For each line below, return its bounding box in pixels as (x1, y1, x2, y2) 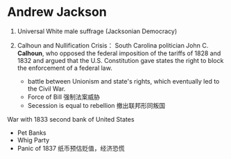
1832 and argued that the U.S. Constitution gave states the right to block (17, 56, 224, 64)
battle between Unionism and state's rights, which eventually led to (27, 77, 220, 85)
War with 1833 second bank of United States (7, 115, 135, 123)
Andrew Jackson (7, 4, 108, 20)
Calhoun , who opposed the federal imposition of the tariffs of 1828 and (17, 49, 221, 57)
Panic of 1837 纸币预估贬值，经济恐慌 (17, 144, 125, 152)
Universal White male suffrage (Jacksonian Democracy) (17, 27, 178, 35)
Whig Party (17, 135, 50, 144)
